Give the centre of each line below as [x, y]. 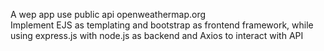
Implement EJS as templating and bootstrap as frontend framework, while [162, 25]
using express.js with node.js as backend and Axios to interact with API [157, 35]
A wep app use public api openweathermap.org [108, 14]
